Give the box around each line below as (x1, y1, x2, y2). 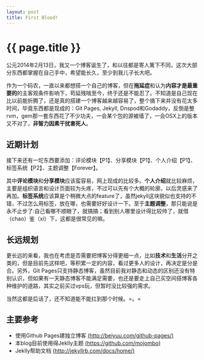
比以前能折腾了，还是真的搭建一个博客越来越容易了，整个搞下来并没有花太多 (6, 97, 198, 104)
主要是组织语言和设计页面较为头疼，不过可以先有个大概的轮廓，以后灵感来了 (6, 185, 198, 192)
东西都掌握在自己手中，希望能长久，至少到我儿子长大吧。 (11, 69, 155, 76)
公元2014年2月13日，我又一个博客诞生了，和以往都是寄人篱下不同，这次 (6, 61, 187, 69)
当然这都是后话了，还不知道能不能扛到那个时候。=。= (6, 295, 141, 302)
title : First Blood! (6, 15, 59, 21)
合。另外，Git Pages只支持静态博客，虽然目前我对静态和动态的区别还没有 (6, 267, 190, 274)
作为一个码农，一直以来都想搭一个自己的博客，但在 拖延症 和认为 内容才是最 (6, 82, 192, 89)
